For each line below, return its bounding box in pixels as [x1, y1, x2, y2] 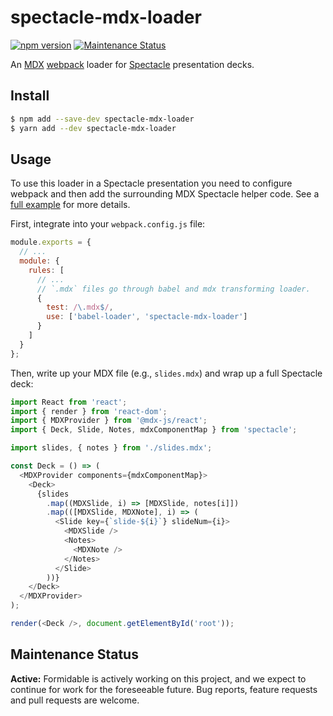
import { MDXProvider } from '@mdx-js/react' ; [10, 416, 208, 426]
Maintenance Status [10, 646, 139, 663]
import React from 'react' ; [10, 397, 128, 407]
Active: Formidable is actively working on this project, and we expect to [10, 672, 307, 685]
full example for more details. [10, 199, 131, 211]
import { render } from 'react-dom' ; [10, 406, 168, 416]
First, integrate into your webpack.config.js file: [10, 218, 206, 230]
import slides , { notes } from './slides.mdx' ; [10, 443, 213, 453]
